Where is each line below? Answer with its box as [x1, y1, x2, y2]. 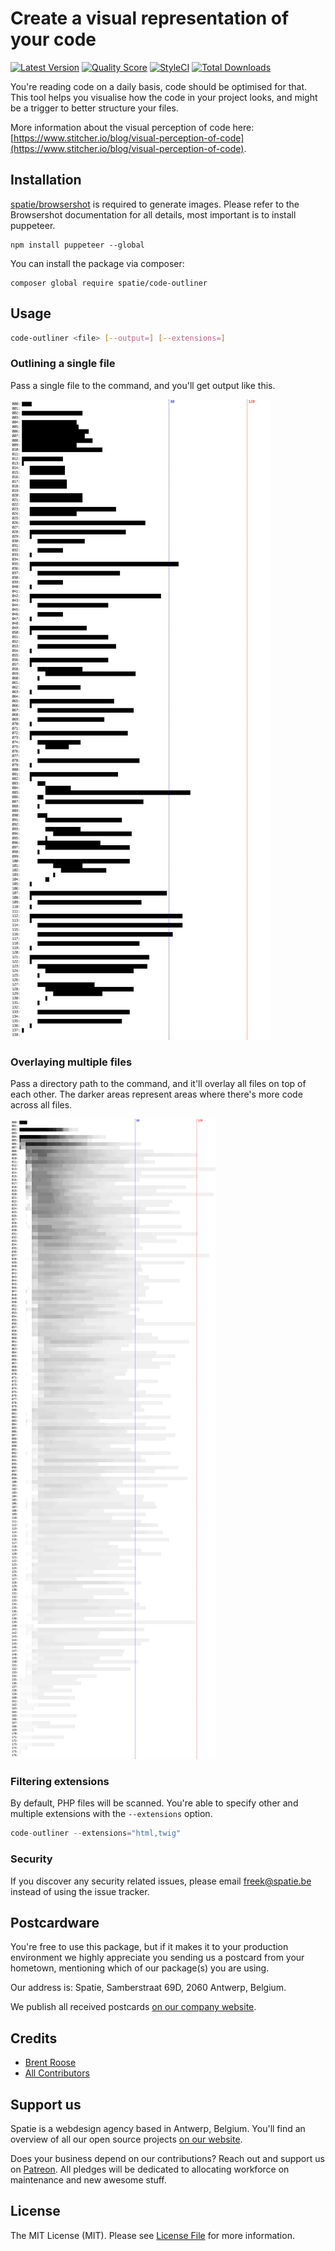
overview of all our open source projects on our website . [10, 2133, 243, 2145]
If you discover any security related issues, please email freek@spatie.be [10, 1875, 312, 1887]
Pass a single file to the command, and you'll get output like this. [10, 379, 276, 391]
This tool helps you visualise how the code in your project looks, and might [10, 91, 318, 103]
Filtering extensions [10, 1774, 110, 1788]
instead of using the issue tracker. [10, 1885, 150, 1897]
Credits [10, 2030, 58, 2047]
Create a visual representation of [10, 7, 290, 30]
